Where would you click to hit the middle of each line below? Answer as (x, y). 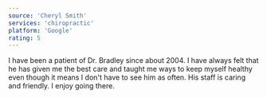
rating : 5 (25, 38)
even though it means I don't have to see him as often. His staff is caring (127, 77)
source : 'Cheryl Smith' (48, 16)
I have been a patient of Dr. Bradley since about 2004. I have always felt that (133, 61)
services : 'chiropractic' (51, 23)
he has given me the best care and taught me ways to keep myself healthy (130, 69)
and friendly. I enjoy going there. (62, 86)
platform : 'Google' (41, 30)
